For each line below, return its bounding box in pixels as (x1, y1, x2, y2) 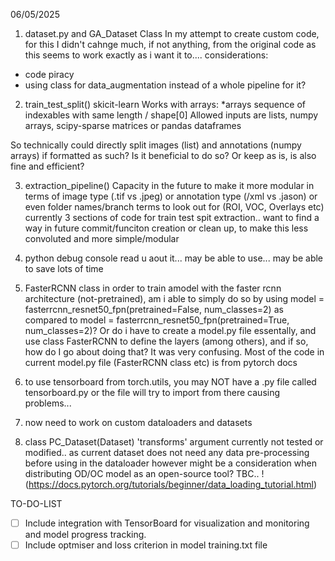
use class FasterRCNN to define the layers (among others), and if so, (24, 335, 309, 347)
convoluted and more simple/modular (24, 233, 180, 244)
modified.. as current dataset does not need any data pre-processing (24, 447, 310, 458)
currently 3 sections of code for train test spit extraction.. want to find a (24, 212, 320, 223)
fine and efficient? (10, 160, 85, 172)
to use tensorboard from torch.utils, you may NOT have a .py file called (24, 376, 317, 388)
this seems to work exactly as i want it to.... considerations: (24, 49, 269, 61)
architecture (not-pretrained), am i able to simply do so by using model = (24, 293, 325, 304)
